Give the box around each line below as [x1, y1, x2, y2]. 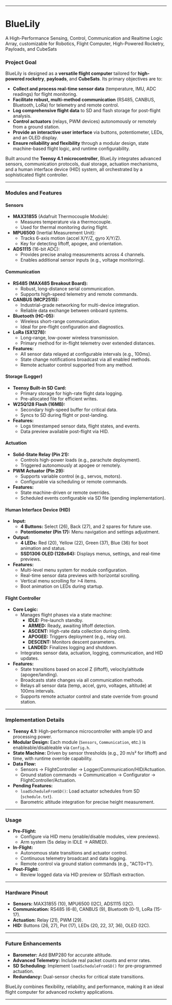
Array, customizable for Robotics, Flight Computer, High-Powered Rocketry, [5, 40, 165, 47]
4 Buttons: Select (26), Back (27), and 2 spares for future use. [20, 523, 152, 530]
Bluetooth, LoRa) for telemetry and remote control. [12, 102, 119, 108]
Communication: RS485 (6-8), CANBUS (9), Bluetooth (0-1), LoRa [12, 906, 153, 912]
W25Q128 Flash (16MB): [12, 401, 66, 407]
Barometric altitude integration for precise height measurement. [20, 799, 155, 805]
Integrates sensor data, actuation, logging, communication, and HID [20, 650, 163, 656]
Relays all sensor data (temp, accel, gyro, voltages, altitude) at [20, 682, 152, 689]
